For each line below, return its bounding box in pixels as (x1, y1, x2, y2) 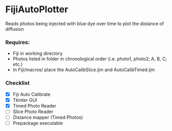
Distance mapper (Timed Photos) (12, 114, 83, 120)
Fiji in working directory (12, 50, 63, 57)
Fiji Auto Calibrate (12, 91, 51, 97)
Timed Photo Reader (12, 102, 56, 108)
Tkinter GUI (12, 97, 37, 103)
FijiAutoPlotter (5, 4, 68, 15)
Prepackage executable (12, 120, 63, 126)
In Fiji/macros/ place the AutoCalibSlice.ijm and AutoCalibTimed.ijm (12, 67, 155, 73)
